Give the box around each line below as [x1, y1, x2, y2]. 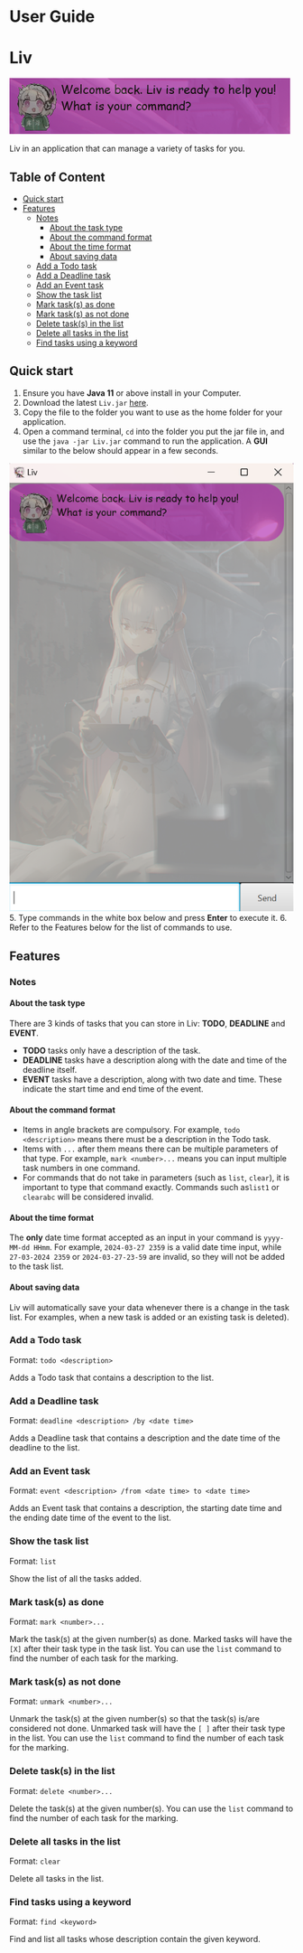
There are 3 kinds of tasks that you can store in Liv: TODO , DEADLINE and [9, 1018, 286, 1028]
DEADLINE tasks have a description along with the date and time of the [22, 1055, 287, 1066]
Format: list [9, 1555, 57, 1566]
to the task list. [9, 1261, 65, 1272]
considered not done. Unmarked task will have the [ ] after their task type [9, 1723, 286, 1734]
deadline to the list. [9, 1442, 80, 1453]
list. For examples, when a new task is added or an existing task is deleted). [9, 1311, 290, 1322]
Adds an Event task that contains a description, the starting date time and [9, 1503, 282, 1514]
